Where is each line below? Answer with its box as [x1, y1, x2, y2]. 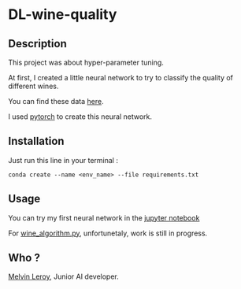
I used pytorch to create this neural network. [8, 112, 152, 121]
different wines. [8, 81, 59, 91]
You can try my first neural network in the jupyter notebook [8, 213, 200, 222]
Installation [8, 135, 65, 148]
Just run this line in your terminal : [8, 155, 118, 165]
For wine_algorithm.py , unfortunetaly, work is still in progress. [8, 228, 208, 238]
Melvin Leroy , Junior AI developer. [8, 272, 120, 281]
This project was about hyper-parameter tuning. [8, 57, 164, 67]
